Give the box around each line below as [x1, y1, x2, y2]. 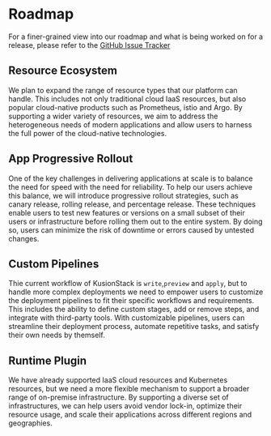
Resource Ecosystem [8, 64, 117, 78]
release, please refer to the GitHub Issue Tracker [8, 40, 171, 49]
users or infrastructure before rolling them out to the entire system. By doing [8, 216, 263, 226]
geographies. [8, 418, 53, 428]
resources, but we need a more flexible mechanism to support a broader [8, 384, 250, 394]
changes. [8, 233, 40, 243]
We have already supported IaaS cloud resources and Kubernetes [8, 375, 228, 385]
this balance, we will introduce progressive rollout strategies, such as [8, 190, 239, 200]
